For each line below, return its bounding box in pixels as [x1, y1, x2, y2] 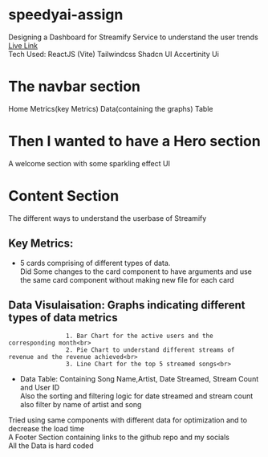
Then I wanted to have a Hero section [8, 133, 261, 150]
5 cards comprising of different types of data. [19, 258, 171, 267]
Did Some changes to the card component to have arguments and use [19, 267, 253, 276]
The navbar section [8, 78, 140, 96]
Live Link [8, 40, 39, 50]
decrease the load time [8, 424, 85, 434]
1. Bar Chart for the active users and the [65, 332, 214, 341]
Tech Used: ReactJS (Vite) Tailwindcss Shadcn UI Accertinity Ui [8, 49, 219, 59]
